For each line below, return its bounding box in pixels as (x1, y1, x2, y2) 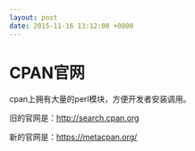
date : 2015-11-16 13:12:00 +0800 (9, 21, 134, 30)
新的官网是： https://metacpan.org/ (9, 131, 138, 143)
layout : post (9, 13, 58, 22)
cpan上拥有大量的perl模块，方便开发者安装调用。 (9, 94, 191, 105)
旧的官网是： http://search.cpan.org (9, 113, 140, 123)
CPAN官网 (9, 63, 85, 83)
